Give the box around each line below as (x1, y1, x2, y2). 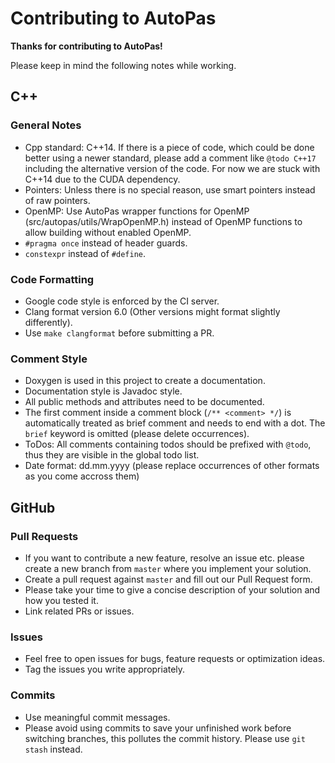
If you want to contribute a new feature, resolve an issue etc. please (24, 552, 305, 564)
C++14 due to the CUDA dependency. (24, 173, 181, 185)
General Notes (10, 118, 82, 132)
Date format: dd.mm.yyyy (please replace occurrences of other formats (24, 460, 320, 472)
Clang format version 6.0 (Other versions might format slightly (24, 305, 281, 317)
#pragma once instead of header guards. (24, 237, 188, 249)
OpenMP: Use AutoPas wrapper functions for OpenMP (24, 205, 250, 217)
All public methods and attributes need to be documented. (24, 396, 265, 408)
